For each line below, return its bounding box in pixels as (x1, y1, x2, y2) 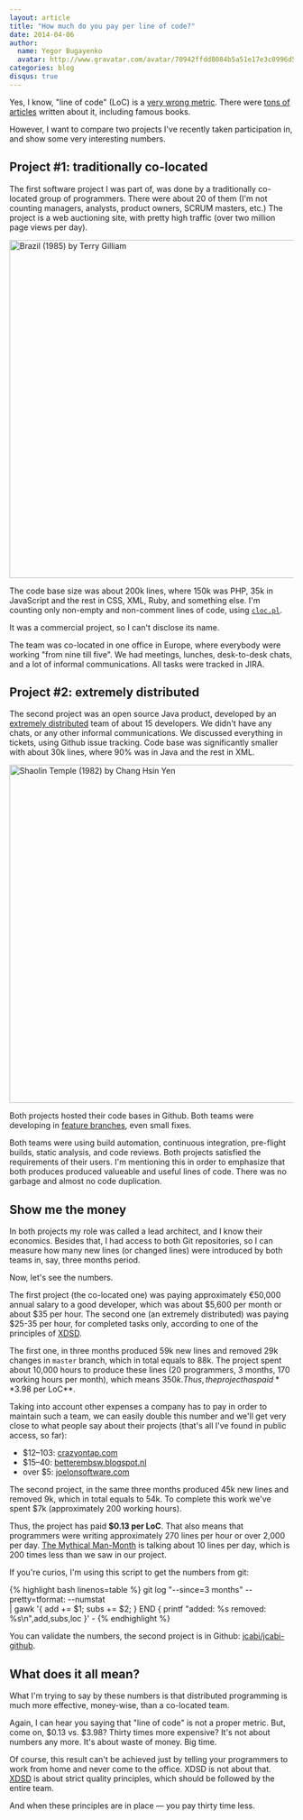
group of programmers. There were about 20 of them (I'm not (39, 193, 268, 204)
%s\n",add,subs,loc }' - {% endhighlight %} (9, 1613, 171, 1624)
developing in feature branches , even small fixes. (9, 1120, 192, 1131)
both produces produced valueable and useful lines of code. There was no (9, 1166, 287, 1177)
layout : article (9, 13, 70, 23)
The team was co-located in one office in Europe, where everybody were (9, 639, 281, 650)
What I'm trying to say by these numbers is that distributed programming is (9, 1690, 288, 1701)
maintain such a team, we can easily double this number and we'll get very (9, 1411, 287, 1421)
